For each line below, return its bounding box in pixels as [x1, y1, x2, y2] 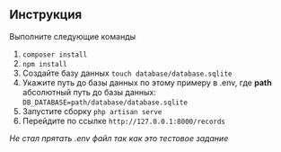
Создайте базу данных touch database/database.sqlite [22, 67, 233, 78]
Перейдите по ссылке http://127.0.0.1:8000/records [22, 115, 226, 126]
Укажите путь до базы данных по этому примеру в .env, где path [22, 76, 272, 88]
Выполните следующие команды [9, 31, 136, 41]
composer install [22, 49, 88, 59]
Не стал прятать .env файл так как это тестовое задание [9, 132, 229, 143]
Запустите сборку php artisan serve [22, 105, 162, 116]
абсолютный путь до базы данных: [22, 86, 157, 97]
